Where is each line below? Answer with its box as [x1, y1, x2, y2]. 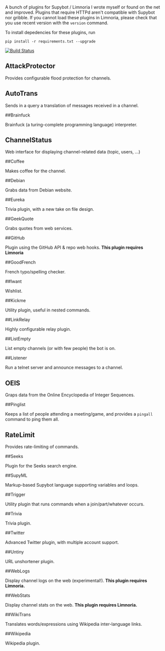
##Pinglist [5, 402, 26, 408]
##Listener [5, 355, 27, 361]
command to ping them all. [5, 417, 59, 422]
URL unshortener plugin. [5, 559, 55, 565]
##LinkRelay [5, 317, 31, 323]
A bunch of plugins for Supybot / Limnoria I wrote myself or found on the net [5, 4, 160, 10]
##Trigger [5, 492, 26, 498]
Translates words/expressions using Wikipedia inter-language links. [5, 621, 142, 627]
